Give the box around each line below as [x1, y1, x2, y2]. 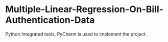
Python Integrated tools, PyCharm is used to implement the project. [5, 31, 147, 37]
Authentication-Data [5, 14, 95, 26]
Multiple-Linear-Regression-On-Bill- [5, 4, 163, 15]
